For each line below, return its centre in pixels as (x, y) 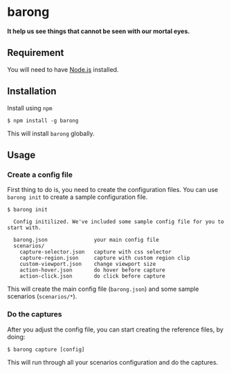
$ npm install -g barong (43, 121)
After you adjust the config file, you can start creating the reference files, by (115, 329)
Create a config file (40, 175)
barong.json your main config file (86, 240)
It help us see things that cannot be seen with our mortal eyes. (99, 31)
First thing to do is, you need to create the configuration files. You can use (113, 190)
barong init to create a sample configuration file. (77, 197)
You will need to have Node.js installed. (63, 69)
